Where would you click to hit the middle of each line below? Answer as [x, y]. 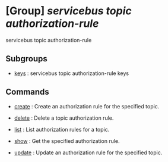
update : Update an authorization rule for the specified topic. [88, 152]
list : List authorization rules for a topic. [62, 129]
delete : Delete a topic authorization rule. [64, 118]
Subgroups [27, 59]
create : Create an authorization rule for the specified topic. [87, 106]
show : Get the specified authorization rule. [67, 141]
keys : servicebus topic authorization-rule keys [72, 73]
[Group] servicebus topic [69, 11]
